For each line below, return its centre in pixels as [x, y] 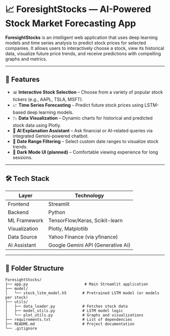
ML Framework [26, 220]
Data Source [23, 236]
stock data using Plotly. [37, 125]
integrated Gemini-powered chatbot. [51, 136]
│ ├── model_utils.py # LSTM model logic [64, 311]
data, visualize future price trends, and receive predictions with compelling [83, 54]
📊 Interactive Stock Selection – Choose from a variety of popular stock [88, 92]
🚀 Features [23, 80]
